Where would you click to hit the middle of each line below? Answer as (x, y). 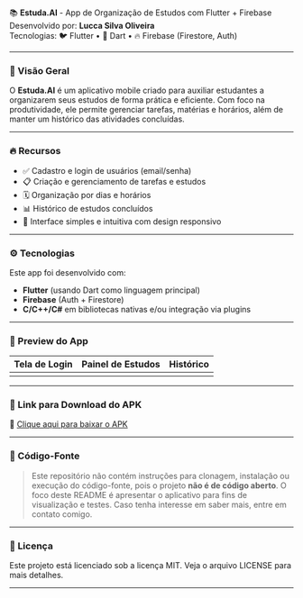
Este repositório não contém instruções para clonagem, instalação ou (161, 476)
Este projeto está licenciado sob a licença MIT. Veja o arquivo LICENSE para (150, 566)
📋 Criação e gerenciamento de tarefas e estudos (114, 181)
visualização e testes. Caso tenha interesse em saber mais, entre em (159, 504)
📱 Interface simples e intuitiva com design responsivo (122, 221)
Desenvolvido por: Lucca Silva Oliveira (82, 26)
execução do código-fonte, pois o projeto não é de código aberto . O (159, 485)
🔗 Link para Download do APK (76, 405)
